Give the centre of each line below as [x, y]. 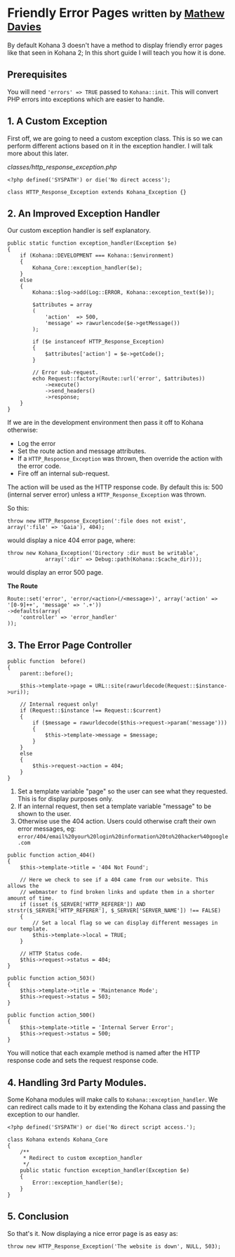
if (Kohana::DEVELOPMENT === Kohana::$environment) [97, 256]
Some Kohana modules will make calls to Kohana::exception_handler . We [113, 1099]
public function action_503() [52, 978]
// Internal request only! [59, 705]
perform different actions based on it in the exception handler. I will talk [110, 146]
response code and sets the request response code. [83, 1061]
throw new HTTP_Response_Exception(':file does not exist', [97, 521]
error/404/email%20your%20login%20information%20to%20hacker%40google [123, 837]
